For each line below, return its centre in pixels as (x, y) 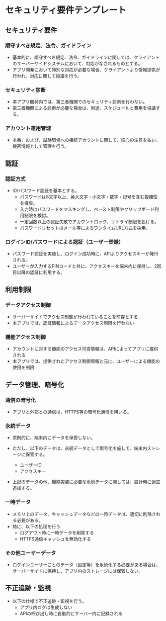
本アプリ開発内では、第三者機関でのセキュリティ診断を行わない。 (80, 102)
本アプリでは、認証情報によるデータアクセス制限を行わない (73, 323)
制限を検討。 (37, 216)
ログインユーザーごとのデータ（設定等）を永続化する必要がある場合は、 (86, 565)
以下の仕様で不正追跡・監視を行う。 (49, 601)
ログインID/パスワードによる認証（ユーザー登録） (65, 242)
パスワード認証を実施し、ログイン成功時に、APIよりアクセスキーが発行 (85, 254)
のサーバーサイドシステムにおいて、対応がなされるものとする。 (77, 63)
